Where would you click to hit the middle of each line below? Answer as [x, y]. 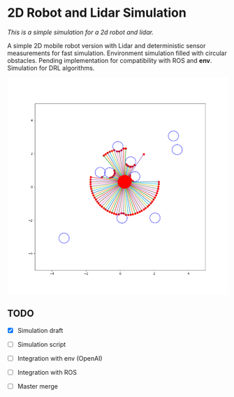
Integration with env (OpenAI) [60, 358]
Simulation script [42, 344]
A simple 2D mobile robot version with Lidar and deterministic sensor [107, 45]
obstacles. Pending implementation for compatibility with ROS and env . [110, 60]
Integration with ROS [47, 372]
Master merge [37, 386]
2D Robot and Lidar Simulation [97, 13]
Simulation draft [40, 330]
